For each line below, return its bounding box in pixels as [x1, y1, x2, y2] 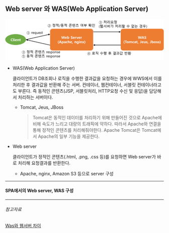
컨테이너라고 [137, 82, 162, 88]
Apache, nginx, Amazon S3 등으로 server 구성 [20, 170, 114, 176]
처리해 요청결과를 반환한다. [18, 160, 71, 166]
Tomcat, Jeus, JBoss [20, 104, 64, 110]
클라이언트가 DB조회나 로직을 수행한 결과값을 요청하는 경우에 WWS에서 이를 [12, 75, 162, 81]
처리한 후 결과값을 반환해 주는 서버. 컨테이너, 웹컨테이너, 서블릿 [12, 82, 136, 88]
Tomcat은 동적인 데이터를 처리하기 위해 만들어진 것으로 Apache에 [32, 114, 162, 120]
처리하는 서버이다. [18, 94, 53, 100]
